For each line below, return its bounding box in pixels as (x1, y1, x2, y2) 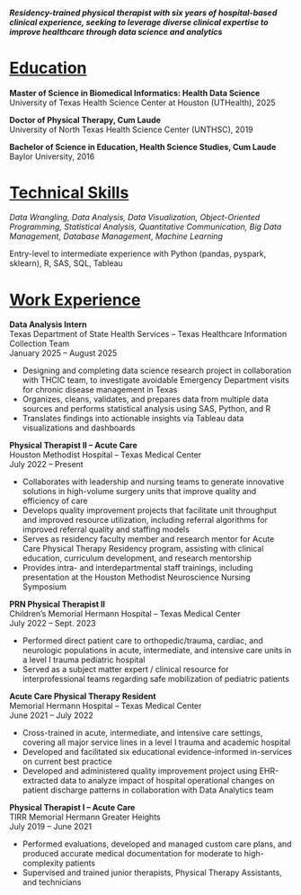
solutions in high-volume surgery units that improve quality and (22, 486, 257, 497)
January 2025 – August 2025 (9, 348, 118, 359)
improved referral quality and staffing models (22, 524, 190, 535)
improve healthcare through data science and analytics (9, 26, 223, 37)
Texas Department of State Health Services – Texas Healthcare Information (9, 329, 288, 340)
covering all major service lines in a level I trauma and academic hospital (22, 737, 291, 748)
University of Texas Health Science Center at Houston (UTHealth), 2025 (9, 97, 276, 108)
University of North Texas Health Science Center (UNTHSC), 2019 (9, 124, 253, 135)
